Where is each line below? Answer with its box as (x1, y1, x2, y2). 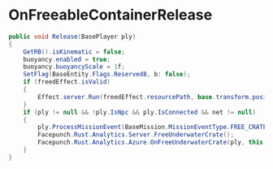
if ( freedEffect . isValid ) (23, 78, 111, 86)
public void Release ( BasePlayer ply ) (8, 32, 136, 41)
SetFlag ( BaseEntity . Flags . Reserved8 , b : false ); (23, 71, 191, 79)
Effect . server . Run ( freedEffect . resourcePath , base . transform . (37, 93, 253, 101)
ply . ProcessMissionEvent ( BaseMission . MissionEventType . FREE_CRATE (37, 123, 267, 132)
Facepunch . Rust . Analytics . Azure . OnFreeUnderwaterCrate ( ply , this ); (37, 138, 271, 147)
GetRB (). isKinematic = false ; (23, 47, 126, 56)
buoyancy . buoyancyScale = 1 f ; (23, 63, 126, 71)
